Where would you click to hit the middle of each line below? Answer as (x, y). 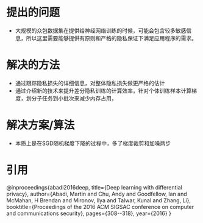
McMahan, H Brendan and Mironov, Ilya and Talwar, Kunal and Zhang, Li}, (98, 200)
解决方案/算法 (41, 125)
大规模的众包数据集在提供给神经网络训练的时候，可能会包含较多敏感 (101, 30)
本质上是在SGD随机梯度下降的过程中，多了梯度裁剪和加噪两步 (93, 143)
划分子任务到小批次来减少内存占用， (71, 98)
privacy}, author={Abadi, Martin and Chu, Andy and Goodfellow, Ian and (97, 194)
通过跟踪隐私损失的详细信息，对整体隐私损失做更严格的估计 (90, 83)
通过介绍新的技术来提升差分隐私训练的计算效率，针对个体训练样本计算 (103, 90)
